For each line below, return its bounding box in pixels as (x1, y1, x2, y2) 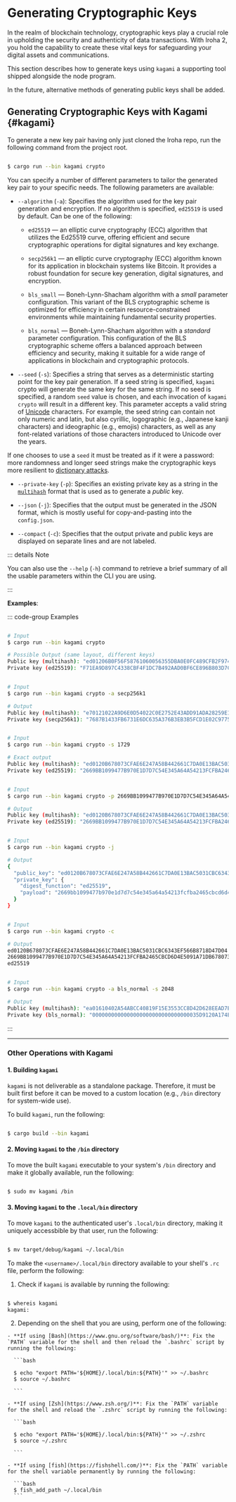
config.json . (17, 516, 55, 524)
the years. (17, 437, 47, 445)
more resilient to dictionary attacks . (7, 466, 110, 474)
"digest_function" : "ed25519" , (20, 883, 112, 890)
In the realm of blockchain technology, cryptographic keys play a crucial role (7, 28, 229, 37)
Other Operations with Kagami (7, 1048, 114, 1058)
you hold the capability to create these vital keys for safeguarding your (7, 43, 212, 51)
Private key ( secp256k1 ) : (7, 716, 83, 723)
